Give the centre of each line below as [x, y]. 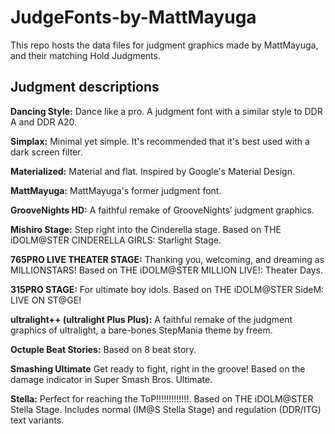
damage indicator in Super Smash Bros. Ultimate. [111, 379]
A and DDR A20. [44, 122]
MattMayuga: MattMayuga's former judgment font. [116, 190]
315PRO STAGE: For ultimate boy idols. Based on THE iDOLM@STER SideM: [167, 289]
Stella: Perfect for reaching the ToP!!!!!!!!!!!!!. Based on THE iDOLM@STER [162, 398]
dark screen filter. [46, 152]
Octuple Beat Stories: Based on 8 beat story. [103, 349]
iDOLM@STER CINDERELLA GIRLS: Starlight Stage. [116, 240]
